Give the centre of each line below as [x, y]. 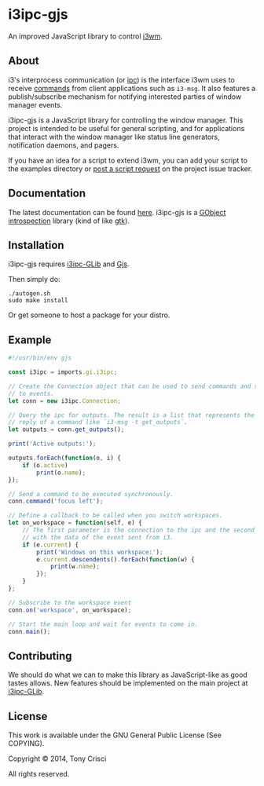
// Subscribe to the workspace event [70, 602]
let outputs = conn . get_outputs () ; [66, 430]
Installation [36, 245]
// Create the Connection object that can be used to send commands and [130, 386]
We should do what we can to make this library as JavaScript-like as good [128, 675]
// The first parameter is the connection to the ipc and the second [139, 530]
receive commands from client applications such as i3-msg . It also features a [132, 88]
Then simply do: [34, 280]
